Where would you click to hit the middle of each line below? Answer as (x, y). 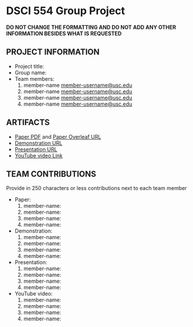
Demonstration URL (39, 143)
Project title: (29, 66)
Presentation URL (36, 149)
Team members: (35, 79)
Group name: (31, 73)
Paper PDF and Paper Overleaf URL (58, 136)
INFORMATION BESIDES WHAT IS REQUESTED (64, 33)
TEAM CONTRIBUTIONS (51, 174)
